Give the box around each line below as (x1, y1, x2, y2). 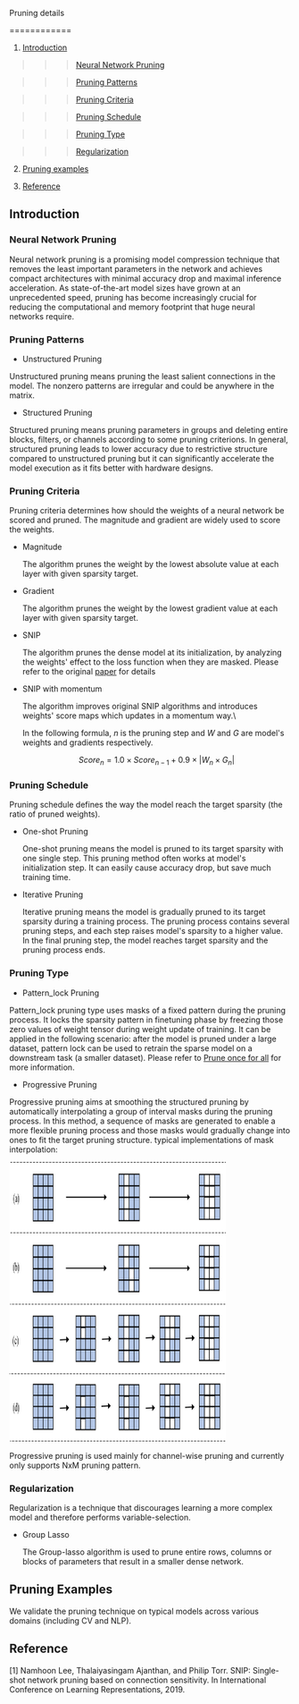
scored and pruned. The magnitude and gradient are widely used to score (9, 514, 281, 526)
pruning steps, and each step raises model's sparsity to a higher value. (21, 926, 284, 937)
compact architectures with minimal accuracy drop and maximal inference (9, 273, 282, 284)
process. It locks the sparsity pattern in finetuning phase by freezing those (9, 1014, 284, 1025)
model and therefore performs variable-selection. (9, 1512, 192, 1522)
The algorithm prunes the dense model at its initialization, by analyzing (21, 648, 283, 658)
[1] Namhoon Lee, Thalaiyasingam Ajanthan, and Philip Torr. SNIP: (9, 1665, 252, 1675)
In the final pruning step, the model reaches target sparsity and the (21, 935, 269, 946)
